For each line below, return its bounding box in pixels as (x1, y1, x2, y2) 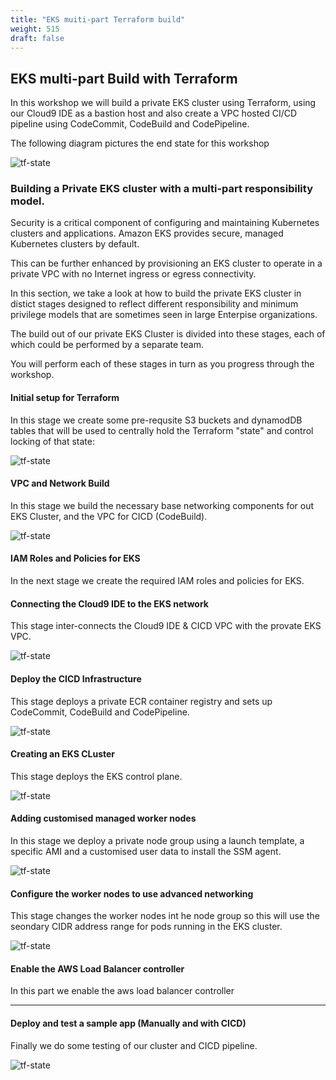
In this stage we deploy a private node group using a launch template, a (10, 834, 305, 846)
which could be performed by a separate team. (10, 339, 204, 351)
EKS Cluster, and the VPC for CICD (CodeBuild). (10, 510, 208, 522)
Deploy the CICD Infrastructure (10, 672, 142, 685)
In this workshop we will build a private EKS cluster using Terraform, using (10, 97, 317, 109)
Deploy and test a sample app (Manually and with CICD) (10, 1017, 247, 1029)
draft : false (10, 33, 65, 43)
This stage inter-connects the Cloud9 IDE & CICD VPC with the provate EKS (10, 620, 322, 632)
